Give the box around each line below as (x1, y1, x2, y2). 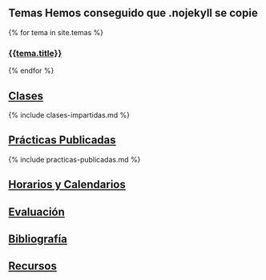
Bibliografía (8, 232, 68, 246)
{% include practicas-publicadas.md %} (8, 154, 141, 164)
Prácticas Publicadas (8, 134, 116, 147)
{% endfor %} (8, 66, 54, 75)
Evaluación (8, 205, 66, 218)
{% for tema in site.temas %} (8, 27, 104, 37)
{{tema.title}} (8, 47, 62, 58)
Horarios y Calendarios (8, 178, 126, 191)
